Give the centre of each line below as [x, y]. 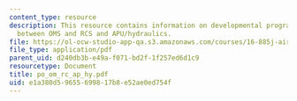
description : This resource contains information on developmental [136, 25]
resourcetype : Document [53, 67]
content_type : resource [53, 17]
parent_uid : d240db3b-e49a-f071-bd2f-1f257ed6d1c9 [104, 58]
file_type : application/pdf [61, 50]
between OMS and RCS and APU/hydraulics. [95, 33]
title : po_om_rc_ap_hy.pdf [59, 75]
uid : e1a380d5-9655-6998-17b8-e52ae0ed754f [91, 83]
